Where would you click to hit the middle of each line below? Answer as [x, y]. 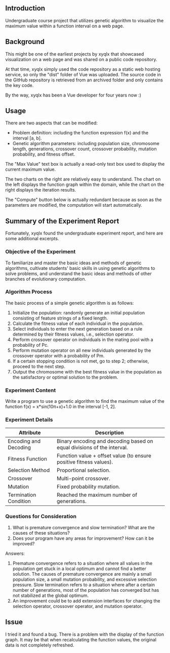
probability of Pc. [31, 345]
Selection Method [29, 471]
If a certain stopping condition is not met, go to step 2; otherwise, [81, 361]
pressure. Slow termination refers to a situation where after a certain [84, 585]
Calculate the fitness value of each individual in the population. [78, 323]
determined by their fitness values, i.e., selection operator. [73, 334]
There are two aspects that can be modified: [51, 123]
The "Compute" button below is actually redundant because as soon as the [83, 200]
